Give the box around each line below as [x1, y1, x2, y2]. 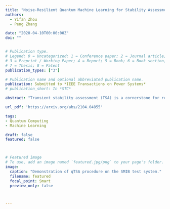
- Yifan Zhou [10, 17, 37, 22]
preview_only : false [10, 183, 53, 188]
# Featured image [5, 155, 42, 160]
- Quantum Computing [5, 118, 49, 123]
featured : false [5, 137, 39, 142]
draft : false [5, 132, 33, 137]
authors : [5, 12, 24, 17]
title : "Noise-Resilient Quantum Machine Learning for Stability [5, 7, 146, 13]
